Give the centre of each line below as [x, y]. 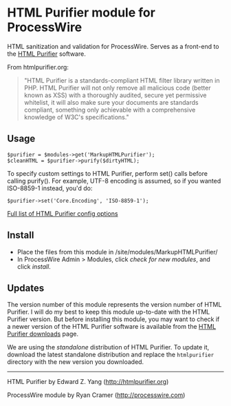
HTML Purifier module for [81, 13]
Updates [26, 288]
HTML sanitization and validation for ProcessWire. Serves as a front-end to [113, 46]
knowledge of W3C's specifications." [76, 117]
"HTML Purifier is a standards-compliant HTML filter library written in [122, 80]
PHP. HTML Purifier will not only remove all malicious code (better [117, 88]
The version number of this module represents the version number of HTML [114, 305]
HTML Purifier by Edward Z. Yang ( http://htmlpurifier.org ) [88, 382]
